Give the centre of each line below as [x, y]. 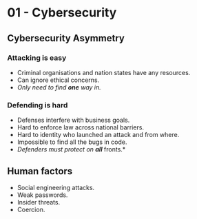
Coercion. [31, 209]
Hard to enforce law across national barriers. [81, 127]
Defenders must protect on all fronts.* [71, 149]
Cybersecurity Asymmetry [66, 38]
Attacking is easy [37, 58]
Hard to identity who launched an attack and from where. [98, 135]
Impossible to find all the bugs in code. [72, 142]
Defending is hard [38, 105]
